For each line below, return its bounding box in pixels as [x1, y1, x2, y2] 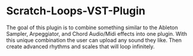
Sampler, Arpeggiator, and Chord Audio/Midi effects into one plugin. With [6, 30, 188, 37]
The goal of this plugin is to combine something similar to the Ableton [6, 24, 179, 31]
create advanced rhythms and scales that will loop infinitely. [6, 43, 155, 50]
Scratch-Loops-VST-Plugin [6, 4, 146, 18]
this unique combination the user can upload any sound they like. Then [6, 36, 182, 43]
